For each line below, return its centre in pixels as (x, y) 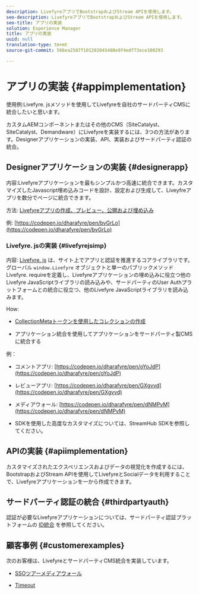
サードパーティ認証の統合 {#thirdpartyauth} (88, 502)
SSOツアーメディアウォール (48, 573)
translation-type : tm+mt (37, 45)
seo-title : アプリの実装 (34, 23)
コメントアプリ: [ (35, 366)
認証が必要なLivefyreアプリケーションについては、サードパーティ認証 (91, 517)
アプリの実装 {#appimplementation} (96, 86)
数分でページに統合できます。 (58, 197)
